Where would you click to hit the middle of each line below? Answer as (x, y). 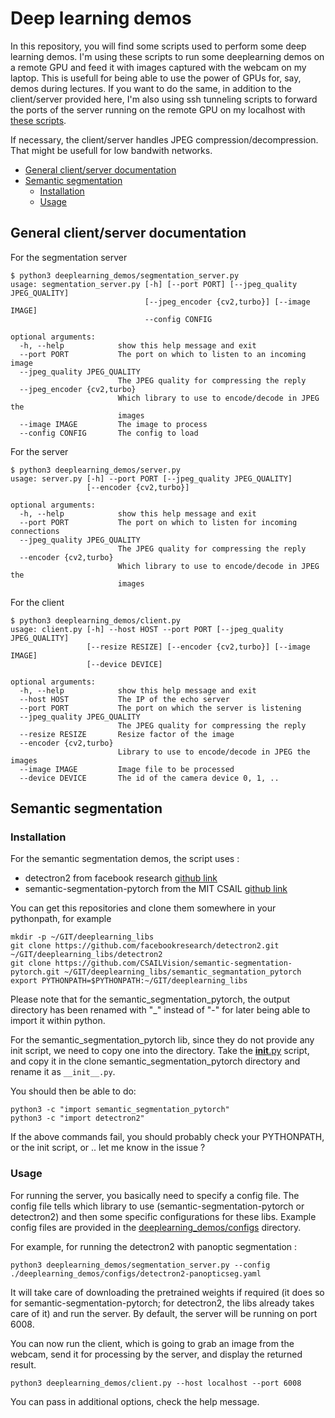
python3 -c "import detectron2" (77, 1118)
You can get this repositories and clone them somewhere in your (143, 908)
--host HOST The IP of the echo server (124, 699)
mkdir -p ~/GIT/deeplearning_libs (82, 937)
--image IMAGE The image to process (113, 424)
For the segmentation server (69, 257)
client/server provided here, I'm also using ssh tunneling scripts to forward (164, 99)
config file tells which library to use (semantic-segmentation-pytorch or (157, 1206)
